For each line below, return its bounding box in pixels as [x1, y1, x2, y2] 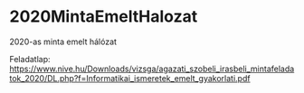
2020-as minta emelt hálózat [9, 36, 118, 47]
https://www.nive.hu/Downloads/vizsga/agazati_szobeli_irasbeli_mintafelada [9, 63, 295, 74]
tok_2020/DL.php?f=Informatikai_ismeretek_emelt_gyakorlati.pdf [9, 72, 251, 83]
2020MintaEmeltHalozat [9, 6, 198, 27]
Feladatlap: [9, 53, 51, 64]
